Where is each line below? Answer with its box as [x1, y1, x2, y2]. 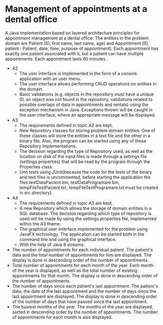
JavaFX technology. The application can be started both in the [19, 231, 145, 237]
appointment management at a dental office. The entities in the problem [5, 35, 149, 41]
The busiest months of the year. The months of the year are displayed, [12, 304, 153, 309]
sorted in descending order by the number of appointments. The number [12, 309, 158, 315]
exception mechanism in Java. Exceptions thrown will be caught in [19, 106, 153, 113]
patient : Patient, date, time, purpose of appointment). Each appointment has [5, 45, 159, 51]
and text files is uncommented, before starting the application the [19, 174, 151, 180]
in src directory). [19, 189, 53, 196]
